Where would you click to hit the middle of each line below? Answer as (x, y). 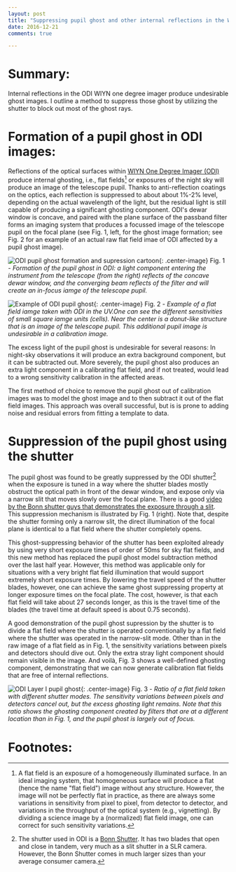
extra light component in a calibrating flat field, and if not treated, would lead (118, 370)
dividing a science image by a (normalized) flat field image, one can (116, 818)
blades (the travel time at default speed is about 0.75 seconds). (99, 610)
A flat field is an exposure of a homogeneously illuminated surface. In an (122, 773)
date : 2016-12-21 (33, 27)
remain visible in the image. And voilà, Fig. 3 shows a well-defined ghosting (117, 661)
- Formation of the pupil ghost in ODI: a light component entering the (107, 268)
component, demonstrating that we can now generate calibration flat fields (116, 668)
